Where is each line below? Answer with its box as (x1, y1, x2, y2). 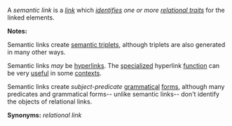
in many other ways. (7, 48, 66, 56)
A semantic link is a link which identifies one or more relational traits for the (7, 6, 226, 14)
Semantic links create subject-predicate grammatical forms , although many (7, 83, 225, 90)
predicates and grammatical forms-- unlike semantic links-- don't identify (7, 90, 219, 98)
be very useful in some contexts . (7, 69, 102, 77)
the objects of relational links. (7, 97, 93, 106)
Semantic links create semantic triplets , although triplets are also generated (7, 41, 226, 48)
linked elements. (7, 13, 55, 22)
